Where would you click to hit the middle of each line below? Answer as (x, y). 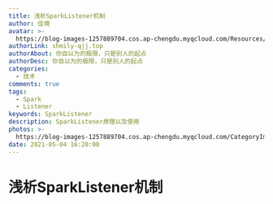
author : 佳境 (29, 24)
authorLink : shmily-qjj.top (56, 46)
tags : (17, 91)
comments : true (34, 84)
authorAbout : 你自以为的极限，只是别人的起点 (78, 54)
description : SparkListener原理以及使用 (74, 122)
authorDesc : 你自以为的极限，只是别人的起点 (76, 62)
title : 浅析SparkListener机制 (57, 16)
